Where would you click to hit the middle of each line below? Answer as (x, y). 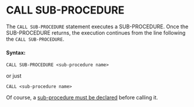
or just (14, 76)
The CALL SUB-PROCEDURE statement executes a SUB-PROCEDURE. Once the (97, 26)
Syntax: (16, 52)
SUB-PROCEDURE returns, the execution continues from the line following (96, 32)
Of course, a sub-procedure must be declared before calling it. (82, 98)
